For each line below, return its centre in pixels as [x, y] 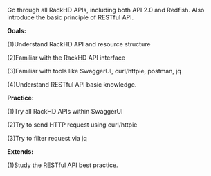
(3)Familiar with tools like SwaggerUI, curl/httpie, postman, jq [94, 71]
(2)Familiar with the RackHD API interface [66, 58]
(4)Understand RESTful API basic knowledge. [72, 85]
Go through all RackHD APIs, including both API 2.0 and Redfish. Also [106, 10]
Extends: [20, 151]
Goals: [17, 31]
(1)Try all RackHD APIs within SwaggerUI [65, 111]
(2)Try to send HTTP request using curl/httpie [72, 125]
